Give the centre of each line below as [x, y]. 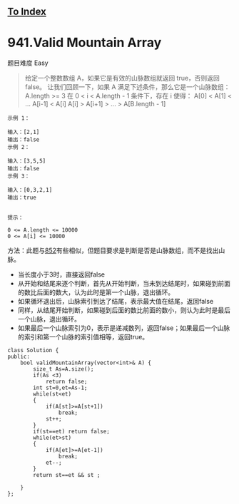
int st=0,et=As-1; [60, 388]
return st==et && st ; [67, 475]
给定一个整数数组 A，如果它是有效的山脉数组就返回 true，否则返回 [122, 78]
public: [19, 357]
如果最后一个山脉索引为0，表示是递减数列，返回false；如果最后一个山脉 [124, 328]
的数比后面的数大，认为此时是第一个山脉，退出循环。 [96, 292]
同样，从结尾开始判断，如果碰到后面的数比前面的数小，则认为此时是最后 [124, 310]
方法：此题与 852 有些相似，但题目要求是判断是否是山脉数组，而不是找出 [113, 251]
